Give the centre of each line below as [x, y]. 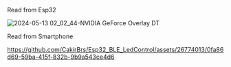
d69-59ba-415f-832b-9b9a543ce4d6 [61, 57]
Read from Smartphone [40, 36]
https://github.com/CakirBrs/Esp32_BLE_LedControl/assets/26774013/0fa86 [115, 50]
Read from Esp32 [32, 10]
